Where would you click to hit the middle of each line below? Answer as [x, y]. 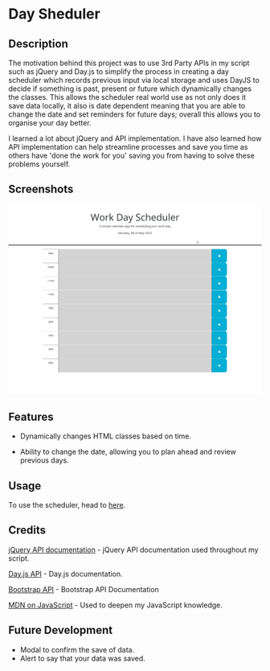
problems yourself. [39, 164]
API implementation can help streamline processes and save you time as [128, 147]
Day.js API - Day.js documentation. [65, 574]
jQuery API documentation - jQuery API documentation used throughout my [133, 550]
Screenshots [41, 189]
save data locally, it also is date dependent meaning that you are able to [127, 106]
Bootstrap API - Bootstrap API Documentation [84, 589]
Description [38, 44]
